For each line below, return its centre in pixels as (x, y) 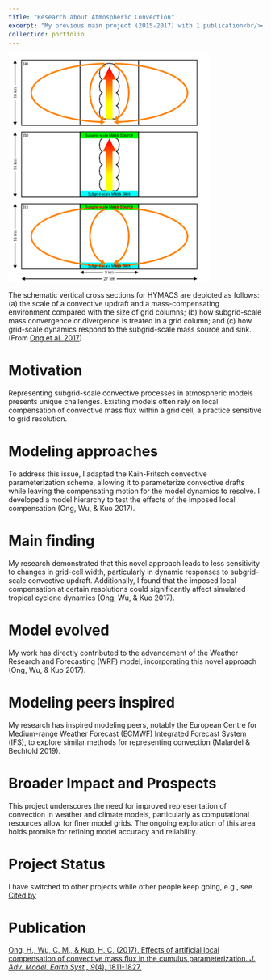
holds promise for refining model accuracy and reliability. (103, 831)
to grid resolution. (38, 418)
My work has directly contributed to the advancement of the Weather (123, 653)
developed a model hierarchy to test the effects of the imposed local (122, 499)
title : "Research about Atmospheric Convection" (92, 17)
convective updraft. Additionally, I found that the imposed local (132, 580)
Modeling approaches (83, 452)
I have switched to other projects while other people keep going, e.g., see (131, 886)
